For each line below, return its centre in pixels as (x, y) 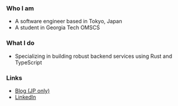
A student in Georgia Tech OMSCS (57, 27)
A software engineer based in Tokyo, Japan (68, 21)
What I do (20, 43)
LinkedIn (25, 97)
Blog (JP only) (32, 91)
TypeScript (28, 62)
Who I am (20, 8)
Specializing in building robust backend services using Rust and (93, 56)
